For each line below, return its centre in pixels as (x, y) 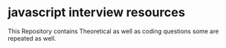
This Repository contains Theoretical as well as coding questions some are (113, 31)
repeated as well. (32, 38)
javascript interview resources (97, 13)
